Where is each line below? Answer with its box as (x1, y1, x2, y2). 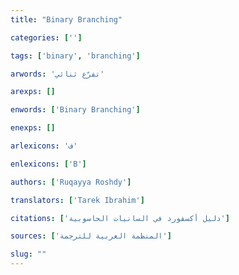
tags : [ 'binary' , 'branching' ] (10, 51, 141, 61)
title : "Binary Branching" (10, 14, 123, 25)
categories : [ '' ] (10, 32, 83, 43)
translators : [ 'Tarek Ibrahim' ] (10, 195, 145, 205)
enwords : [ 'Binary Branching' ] (10, 105, 141, 115)
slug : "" (10, 249, 47, 260)
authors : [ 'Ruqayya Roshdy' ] (10, 177, 132, 187)
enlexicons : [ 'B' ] (10, 159, 87, 169)
